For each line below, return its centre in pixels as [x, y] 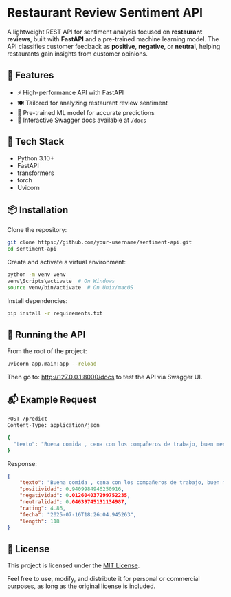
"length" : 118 [40, 521]
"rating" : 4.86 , [43, 508]
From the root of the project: [47, 351]
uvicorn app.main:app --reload [52, 364]
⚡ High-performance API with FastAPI [70, 92]
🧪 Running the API [46, 335]
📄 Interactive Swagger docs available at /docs [81, 120]
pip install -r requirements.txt [55, 313]
